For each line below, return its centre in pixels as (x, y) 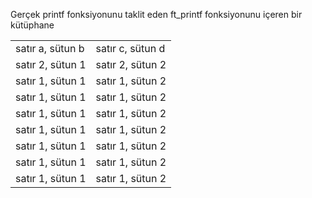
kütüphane (32, 25)
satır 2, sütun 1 (51, 64)
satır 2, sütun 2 (131, 64)
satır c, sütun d (130, 48)
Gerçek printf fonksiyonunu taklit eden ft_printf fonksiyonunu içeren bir (156, 14)
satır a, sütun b (50, 48)
